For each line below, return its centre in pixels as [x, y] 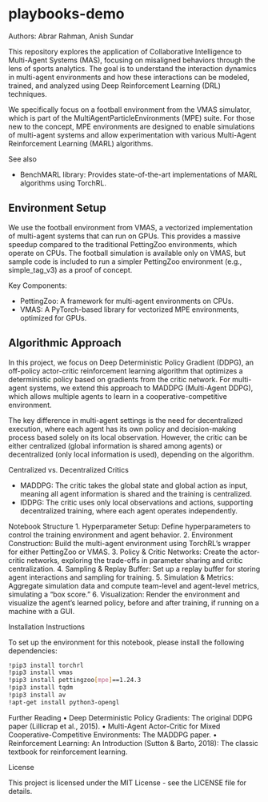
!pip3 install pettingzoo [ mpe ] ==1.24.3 [75, 680]
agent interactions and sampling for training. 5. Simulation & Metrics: [121, 577]
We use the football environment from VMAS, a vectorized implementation [131, 227]
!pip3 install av [37, 695]
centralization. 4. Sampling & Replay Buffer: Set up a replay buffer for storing [134, 569]
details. [20, 791]
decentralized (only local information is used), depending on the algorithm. [131, 454]
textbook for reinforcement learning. [68, 752]
